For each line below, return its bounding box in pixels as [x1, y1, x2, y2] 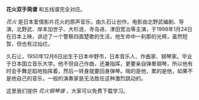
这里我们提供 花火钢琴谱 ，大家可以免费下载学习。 [6, 88, 129, 94]
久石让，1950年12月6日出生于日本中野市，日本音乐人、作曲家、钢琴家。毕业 [6, 53, 192, 59]
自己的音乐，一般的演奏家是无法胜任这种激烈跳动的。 [16, 75, 146, 82]
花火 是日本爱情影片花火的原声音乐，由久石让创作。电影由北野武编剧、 [6, 18, 179, 25]
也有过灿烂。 [21, 41, 53, 47]
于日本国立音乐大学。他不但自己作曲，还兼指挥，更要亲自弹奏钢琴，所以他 [6, 60, 188, 67]
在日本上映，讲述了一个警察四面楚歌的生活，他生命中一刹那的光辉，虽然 [6, 33, 182, 40]
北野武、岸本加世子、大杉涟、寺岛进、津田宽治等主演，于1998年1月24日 [16, 26, 192, 32]
